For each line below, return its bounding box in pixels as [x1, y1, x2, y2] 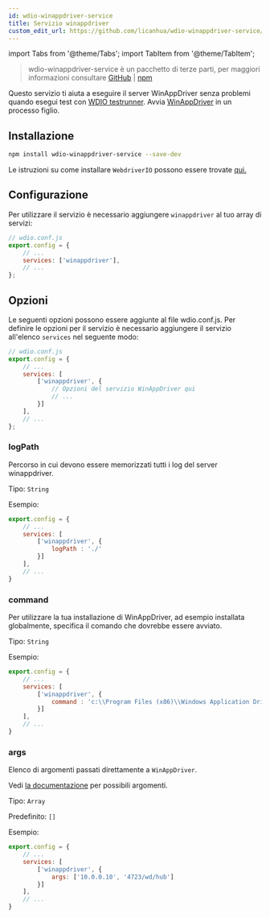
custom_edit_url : [8, 27, 67, 35]
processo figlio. [8, 105, 60, 115]
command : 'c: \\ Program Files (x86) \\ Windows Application [51, 697, 250, 705]
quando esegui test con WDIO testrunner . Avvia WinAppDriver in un [8, 97, 232, 107]
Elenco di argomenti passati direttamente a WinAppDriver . [8, 765, 198, 775]
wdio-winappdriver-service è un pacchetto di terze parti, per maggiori [27, 64, 260, 74]
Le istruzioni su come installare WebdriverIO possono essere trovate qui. [8, 165, 247, 175]
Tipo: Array [8, 796, 46, 806]
